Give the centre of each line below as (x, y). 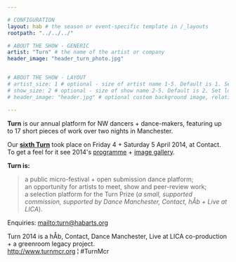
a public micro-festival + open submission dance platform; (109, 179)
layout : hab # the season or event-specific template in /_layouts (108, 26)
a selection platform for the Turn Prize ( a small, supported (109, 194)
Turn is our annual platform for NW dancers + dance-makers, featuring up (115, 123)
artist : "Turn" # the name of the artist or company (86, 52)
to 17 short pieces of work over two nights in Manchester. (90, 131)
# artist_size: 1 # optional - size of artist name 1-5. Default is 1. (114, 84)
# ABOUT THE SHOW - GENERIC (48, 46)
